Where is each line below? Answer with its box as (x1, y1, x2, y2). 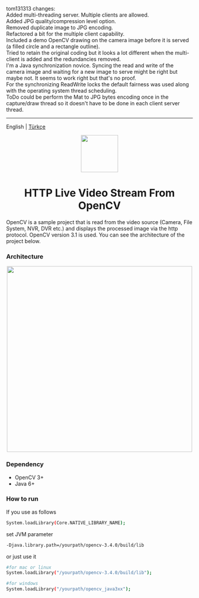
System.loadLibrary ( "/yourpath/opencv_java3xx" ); (6, 586, 131, 592)
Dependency (6, 460, 44, 468)
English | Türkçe (6, 123, 46, 130)
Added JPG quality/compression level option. (6, 18, 117, 24)
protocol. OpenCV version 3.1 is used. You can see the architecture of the (6, 231, 185, 238)
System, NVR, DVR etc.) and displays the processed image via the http (6, 225, 178, 232)
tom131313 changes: (6, 5, 56, 12)
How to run (6, 495, 38, 503)
